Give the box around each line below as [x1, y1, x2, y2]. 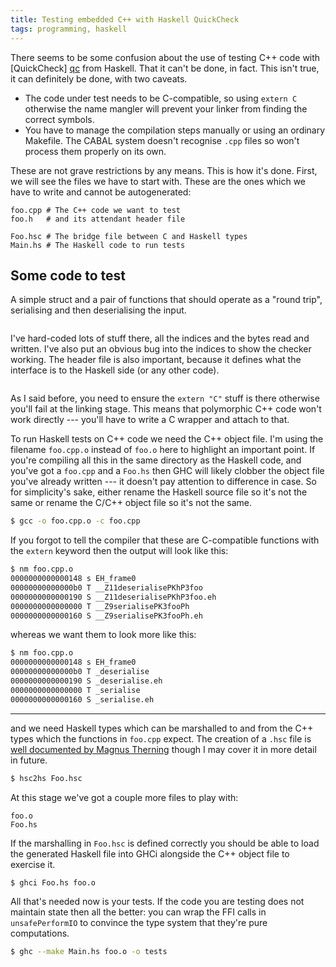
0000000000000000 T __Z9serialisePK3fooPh [10, 601, 190, 611]
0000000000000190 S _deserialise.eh [10, 676, 163, 686]
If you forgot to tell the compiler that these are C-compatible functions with [10, 534, 320, 546]
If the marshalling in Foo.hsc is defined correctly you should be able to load [10, 837, 320, 849]
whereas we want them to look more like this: [10, 629, 197, 641]
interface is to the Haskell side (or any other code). [10, 364, 220, 376]
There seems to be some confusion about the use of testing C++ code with [10, 51, 321, 63]
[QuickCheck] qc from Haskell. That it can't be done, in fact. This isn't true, [10, 62, 320, 74]
